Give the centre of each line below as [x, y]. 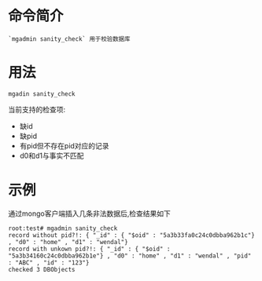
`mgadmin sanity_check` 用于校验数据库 [69, 39]
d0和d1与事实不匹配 [52, 155]
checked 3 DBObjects [42, 269]
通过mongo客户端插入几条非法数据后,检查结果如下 [89, 213]
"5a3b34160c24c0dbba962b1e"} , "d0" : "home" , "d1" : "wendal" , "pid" [130, 256]
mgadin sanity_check [42, 94]
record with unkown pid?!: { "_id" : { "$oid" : [89, 249]
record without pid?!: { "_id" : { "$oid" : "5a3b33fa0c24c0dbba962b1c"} [132, 235]
